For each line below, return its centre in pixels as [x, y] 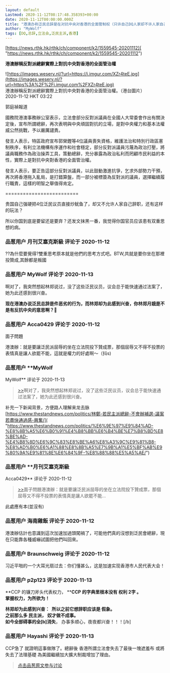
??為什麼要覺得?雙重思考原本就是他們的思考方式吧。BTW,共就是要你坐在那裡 [85, 254]
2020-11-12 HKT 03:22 [29, 96]
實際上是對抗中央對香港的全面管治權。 [54, 160]
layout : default [22, 10]
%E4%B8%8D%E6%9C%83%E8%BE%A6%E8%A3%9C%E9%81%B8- [81, 442]
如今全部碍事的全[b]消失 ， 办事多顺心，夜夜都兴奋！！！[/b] [68, 622]
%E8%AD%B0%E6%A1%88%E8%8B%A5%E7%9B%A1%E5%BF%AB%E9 [84, 447]
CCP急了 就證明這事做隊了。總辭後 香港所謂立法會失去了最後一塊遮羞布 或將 [85, 648]
